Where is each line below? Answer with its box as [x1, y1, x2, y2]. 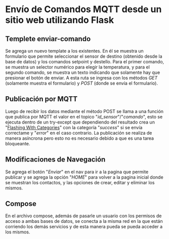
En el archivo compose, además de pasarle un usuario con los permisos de [5, 213, 162, 219]
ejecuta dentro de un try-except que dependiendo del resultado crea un [5, 119, 155, 125]
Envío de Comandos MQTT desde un [5, 4, 162, 15]
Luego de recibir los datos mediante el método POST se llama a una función [5, 108, 163, 114]
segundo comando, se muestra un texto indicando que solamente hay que [5, 69, 160, 75]
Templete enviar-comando [5, 34, 91, 43]
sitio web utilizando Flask [5, 14, 114, 26]
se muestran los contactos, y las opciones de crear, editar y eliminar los [5, 179, 155, 185]
